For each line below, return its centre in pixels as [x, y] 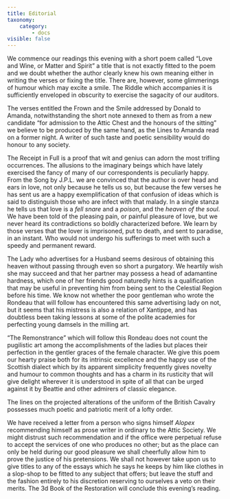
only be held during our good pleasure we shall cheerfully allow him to [106, 452]
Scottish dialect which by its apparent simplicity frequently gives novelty [110, 367]
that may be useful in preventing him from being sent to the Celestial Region [114, 288]
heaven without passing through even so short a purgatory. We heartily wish [115, 266]
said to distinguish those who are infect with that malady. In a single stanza [113, 202]
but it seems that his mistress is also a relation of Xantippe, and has [102, 310]
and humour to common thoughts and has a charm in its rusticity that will [111, 374]
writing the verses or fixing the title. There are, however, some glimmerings [113, 80]
